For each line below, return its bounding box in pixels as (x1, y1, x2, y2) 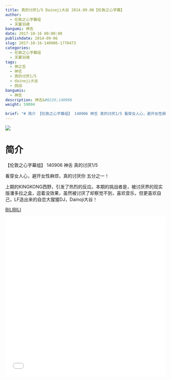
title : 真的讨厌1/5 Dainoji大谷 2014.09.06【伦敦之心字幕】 (5, 7, 125, 13)
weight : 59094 (5, 102, 36, 107)
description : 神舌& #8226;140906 (5, 97, 72, 102)
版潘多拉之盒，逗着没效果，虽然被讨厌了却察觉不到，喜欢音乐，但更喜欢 (5, 190, 157, 196)
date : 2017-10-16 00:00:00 (5, 31, 63, 36)
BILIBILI (5, 207, 21, 213)
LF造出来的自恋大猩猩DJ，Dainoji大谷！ (14, 196, 98, 202)
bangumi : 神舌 (5, 26, 34, 32)
